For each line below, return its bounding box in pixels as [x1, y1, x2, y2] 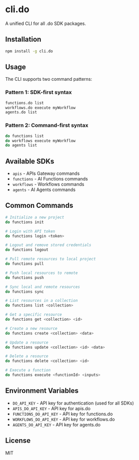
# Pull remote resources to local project [5, 257, 96, 262]
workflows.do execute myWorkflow [5, 105, 76, 110]
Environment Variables [5, 386, 79, 395]
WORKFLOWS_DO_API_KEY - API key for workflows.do [12, 416, 115, 422]
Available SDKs [5, 157, 55, 166]
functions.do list [5, 100, 44, 105]
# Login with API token [5, 229, 56, 234]
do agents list [5, 143, 37, 148]
